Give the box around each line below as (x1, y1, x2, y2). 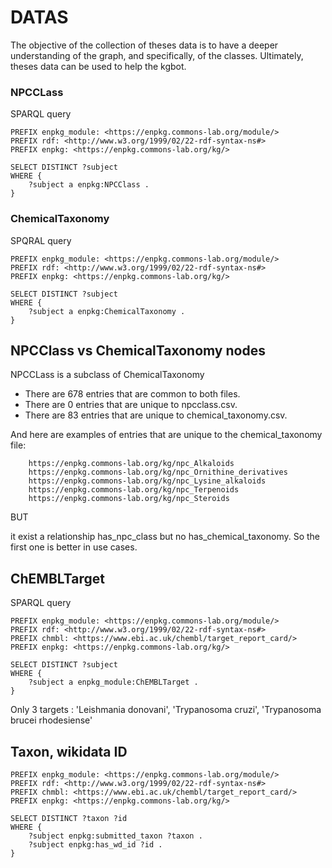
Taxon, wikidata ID (10, 743, 128, 760)
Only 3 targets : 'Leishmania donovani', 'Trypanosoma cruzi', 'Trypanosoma (10, 704, 322, 716)
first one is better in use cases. (10, 541, 138, 553)
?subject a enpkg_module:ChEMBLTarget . (28, 677, 199, 688)
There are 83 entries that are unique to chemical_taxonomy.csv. (24, 409, 288, 421)
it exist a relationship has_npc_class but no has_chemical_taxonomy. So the (10, 531, 320, 543)
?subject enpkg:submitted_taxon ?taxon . (28, 831, 203, 841)
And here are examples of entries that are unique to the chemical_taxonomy (10, 429, 323, 441)
